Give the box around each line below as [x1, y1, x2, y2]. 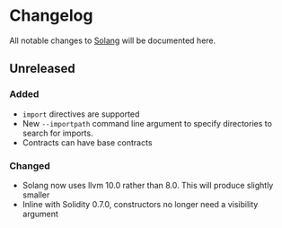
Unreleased [9, 61, 76, 76]
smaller [22, 189, 50, 200]
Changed [9, 159, 51, 171]
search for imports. [22, 127, 93, 138]
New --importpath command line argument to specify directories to [22, 118, 272, 128]
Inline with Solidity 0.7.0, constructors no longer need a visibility [22, 198, 259, 209]
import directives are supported [22, 109, 140, 119]
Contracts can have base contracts [22, 136, 153, 148]
